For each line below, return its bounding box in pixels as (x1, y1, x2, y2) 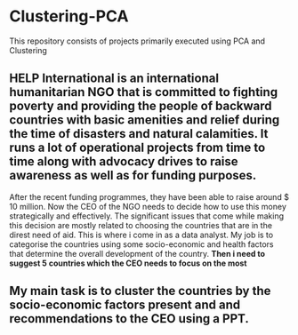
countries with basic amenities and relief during (9, 113, 280, 128)
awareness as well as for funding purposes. (9, 168, 257, 183)
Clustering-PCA (9, 6, 129, 27)
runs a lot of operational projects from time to (9, 140, 266, 156)
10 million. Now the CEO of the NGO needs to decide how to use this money (9, 201, 287, 211)
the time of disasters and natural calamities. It (9, 126, 269, 141)
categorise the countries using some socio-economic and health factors (9, 238, 274, 250)
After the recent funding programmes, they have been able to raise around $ (9, 191, 289, 202)
